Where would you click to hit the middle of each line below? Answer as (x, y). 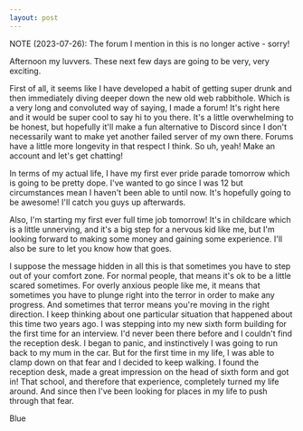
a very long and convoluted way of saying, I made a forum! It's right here (145, 107)
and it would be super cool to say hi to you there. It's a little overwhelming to (151, 117)
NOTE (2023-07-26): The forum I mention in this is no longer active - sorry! (150, 43)
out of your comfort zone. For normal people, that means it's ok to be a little (150, 275)
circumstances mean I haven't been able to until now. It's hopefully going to (150, 192)
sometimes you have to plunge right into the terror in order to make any (142, 294)
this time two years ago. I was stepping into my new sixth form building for (148, 323)
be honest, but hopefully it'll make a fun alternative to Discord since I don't (148, 127)
